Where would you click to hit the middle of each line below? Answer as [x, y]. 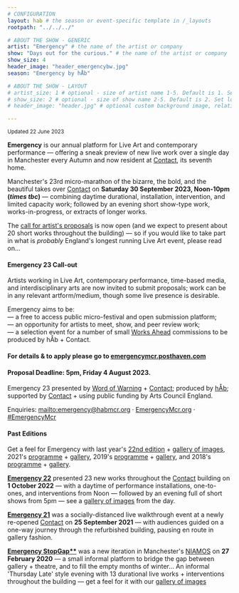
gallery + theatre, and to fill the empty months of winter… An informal [108, 567]
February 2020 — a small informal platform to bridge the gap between [111, 559]
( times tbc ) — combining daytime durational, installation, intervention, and [116, 197]
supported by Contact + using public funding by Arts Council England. [110, 396]
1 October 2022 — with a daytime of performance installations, [100, 486]
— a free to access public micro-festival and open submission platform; [112, 317]
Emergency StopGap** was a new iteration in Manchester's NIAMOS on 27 [118, 551]
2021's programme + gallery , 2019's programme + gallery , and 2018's [109, 457]
